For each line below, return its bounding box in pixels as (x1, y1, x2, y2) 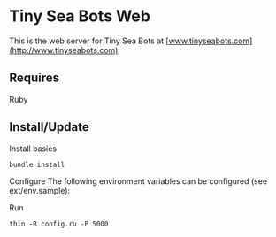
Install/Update (9, 119, 90, 134)
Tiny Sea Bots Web (9, 6, 150, 27)
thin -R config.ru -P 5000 (9, 219, 109, 228)
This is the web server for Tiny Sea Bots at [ (9, 35, 170, 46)
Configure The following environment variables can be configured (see (9, 175, 268, 187)
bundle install (9, 160, 65, 169)
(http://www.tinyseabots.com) (9, 44, 119, 55)
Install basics (9, 143, 57, 154)
